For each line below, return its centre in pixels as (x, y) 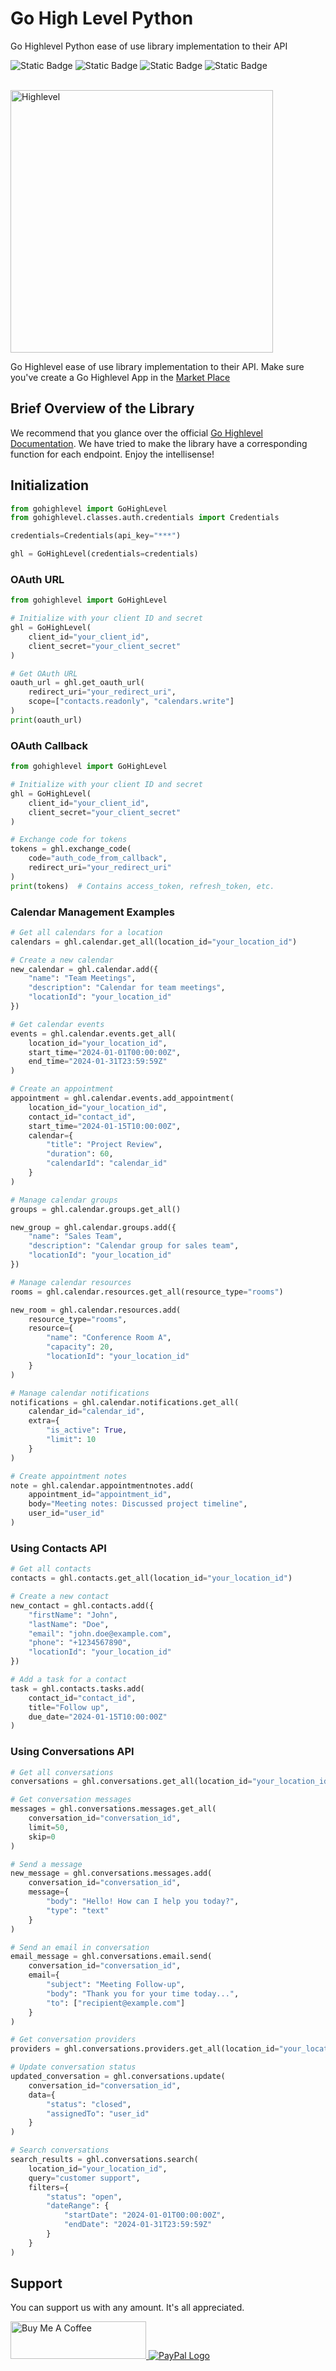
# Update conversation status (73, 2067)
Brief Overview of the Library (102, 408)
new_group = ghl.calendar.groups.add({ (93, 1227)
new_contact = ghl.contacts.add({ (82, 1605)
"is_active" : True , (87, 1430)
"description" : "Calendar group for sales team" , (134, 1246)
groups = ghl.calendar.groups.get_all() (96, 1209)
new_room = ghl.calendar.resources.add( (96, 1310)
